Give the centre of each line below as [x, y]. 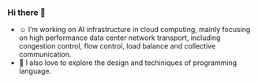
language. [35, 71]
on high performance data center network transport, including [120, 38]
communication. [45, 55]
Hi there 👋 [27, 13]
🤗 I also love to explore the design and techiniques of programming [128, 63]
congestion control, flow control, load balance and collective [117, 46]
